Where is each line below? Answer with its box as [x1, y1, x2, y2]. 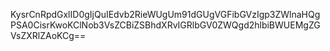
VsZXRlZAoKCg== [10, 30, 87, 41]
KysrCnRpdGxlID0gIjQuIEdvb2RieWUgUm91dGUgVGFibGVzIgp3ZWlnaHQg [10, 9, 321, 20]
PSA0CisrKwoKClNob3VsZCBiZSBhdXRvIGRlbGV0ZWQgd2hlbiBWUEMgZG [10, 19, 321, 31]
